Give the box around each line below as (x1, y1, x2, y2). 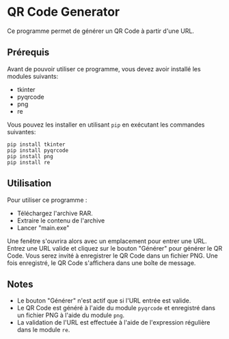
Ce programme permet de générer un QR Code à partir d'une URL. (7, 27, 195, 35)
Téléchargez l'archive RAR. (16, 209, 94, 217)
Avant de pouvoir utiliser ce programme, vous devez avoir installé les (7, 64, 201, 73)
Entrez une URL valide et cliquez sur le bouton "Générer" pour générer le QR (7, 244, 223, 252)
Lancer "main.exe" (16, 223, 70, 231)
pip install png (7, 153, 53, 160)
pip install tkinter (7, 141, 66, 148)
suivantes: (7, 127, 36, 136)
